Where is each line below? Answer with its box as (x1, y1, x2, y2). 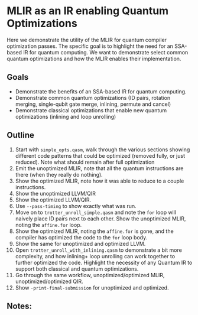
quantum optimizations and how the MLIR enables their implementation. (7, 55, 181, 62)
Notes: (7, 301, 32, 311)
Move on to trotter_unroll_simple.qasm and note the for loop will (15, 209, 177, 216)
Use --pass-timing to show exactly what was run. (15, 202, 137, 209)
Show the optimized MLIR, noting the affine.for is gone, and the (15, 228, 174, 235)
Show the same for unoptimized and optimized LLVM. (15, 240, 146, 247)
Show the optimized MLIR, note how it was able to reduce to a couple (15, 177, 184, 184)
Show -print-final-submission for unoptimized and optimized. (15, 284, 169, 291)
